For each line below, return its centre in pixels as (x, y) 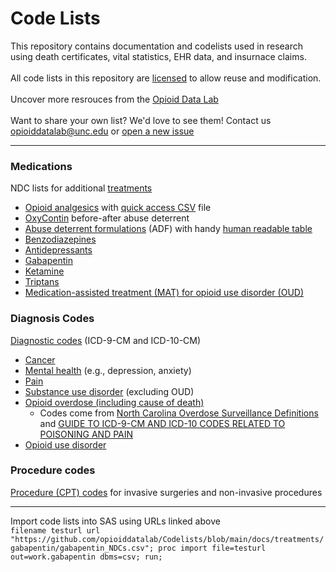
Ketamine (44, 271)
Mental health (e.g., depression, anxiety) (108, 370)
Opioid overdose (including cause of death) (114, 402)
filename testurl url (55, 530)
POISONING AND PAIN (86, 434)
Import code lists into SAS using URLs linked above (115, 521)
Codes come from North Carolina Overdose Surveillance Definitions (179, 413)
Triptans (42, 282)
